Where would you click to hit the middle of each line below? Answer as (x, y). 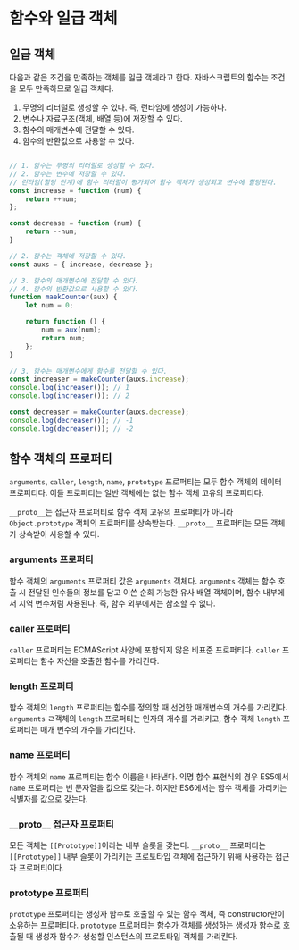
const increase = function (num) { (75, 190)
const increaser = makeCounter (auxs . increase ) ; (100, 379)
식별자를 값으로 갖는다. (49, 799)
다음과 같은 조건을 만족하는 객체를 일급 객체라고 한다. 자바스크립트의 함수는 (139, 77)
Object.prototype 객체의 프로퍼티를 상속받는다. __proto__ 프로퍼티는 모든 (139, 523)
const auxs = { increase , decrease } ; (81, 265)
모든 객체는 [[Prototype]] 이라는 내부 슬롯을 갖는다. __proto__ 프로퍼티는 (137, 845)
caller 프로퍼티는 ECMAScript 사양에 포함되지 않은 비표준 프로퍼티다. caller (145, 650)
